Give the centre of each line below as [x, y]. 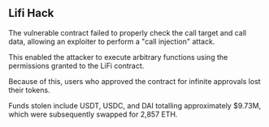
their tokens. [29, 90]
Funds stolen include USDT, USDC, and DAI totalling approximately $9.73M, [135, 105]
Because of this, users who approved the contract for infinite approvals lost [135, 81]
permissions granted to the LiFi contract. [76, 66]
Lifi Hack [31, 13]
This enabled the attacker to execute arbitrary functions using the [118, 57]
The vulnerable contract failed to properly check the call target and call [127, 32]
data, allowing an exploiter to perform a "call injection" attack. [112, 41]
